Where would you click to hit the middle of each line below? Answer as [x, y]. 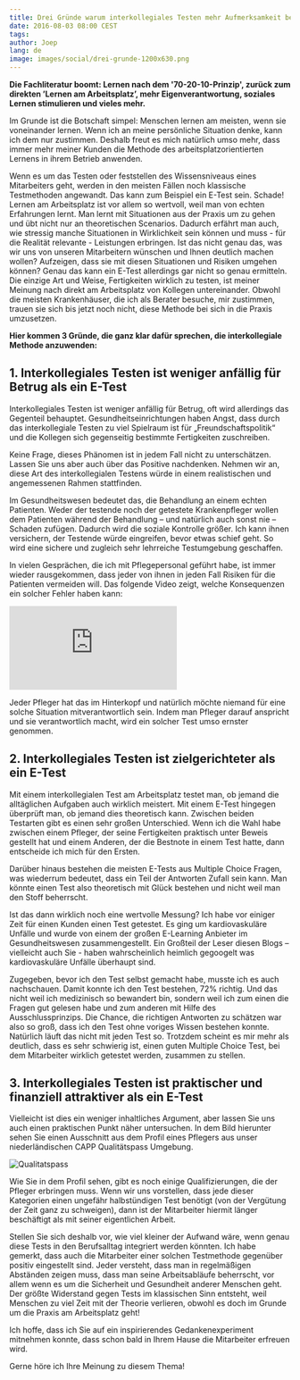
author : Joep [33, 42]
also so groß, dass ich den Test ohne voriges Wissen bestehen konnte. [139, 1026]
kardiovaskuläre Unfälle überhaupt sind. [83, 962]
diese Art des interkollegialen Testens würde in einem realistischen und [140, 473]
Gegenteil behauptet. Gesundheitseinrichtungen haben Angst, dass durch [145, 418]
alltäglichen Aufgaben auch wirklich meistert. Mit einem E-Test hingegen [142, 804]
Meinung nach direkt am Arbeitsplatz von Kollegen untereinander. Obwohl [145, 290]
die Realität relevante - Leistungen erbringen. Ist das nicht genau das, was [146, 243]
